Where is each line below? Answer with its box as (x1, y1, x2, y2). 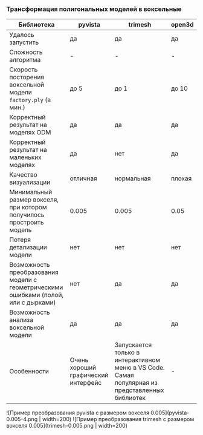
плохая (171, 174, 192, 183)
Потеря (9, 235, 31, 244)
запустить (9, 38, 39, 47)
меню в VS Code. (114, 364, 165, 372)
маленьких (9, 153, 42, 162)
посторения (9, 73, 44, 82)
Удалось (9, 31, 34, 39)
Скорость (9, 65, 38, 74)
